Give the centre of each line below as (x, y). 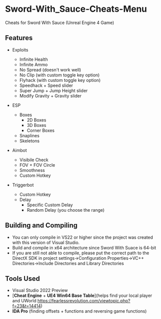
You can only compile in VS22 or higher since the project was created (82, 237)
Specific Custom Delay (50, 205)
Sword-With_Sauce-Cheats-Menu (76, 9)
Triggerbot (23, 185)
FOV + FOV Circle (37, 165)
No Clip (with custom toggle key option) (59, 75)
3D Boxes (36, 125)
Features (19, 38)
